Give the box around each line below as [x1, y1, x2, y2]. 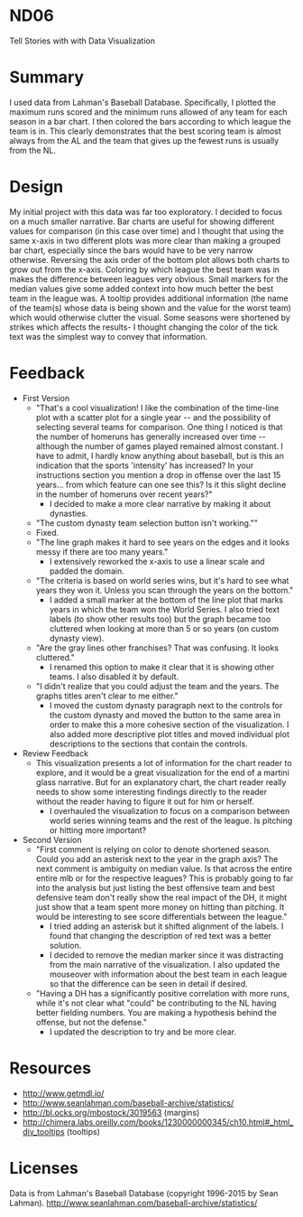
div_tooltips [22, 1126, 65, 1137]
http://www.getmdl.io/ [22, 1088, 105, 1099]
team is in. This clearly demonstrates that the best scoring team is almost [9, 126, 281, 136]
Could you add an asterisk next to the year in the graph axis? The [35, 853, 279, 864]
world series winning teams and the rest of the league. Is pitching [49, 815, 293, 826]
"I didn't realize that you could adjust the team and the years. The [35, 680, 280, 691]
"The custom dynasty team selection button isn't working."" [35, 517, 259, 529]
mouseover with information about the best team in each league [49, 969, 288, 979]
